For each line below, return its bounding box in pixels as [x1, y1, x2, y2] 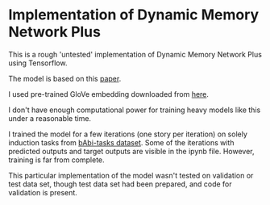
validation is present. [8, 187, 78, 197]
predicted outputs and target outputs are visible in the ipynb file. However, [8, 146, 255, 156]
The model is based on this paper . [8, 73, 122, 83]
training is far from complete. [8, 155, 105, 165]
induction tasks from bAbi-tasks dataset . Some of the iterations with [8, 137, 235, 147]
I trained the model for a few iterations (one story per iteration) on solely [8, 129, 248, 139]
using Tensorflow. [8, 58, 68, 68]
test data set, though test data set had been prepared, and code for [8, 179, 232, 189]
